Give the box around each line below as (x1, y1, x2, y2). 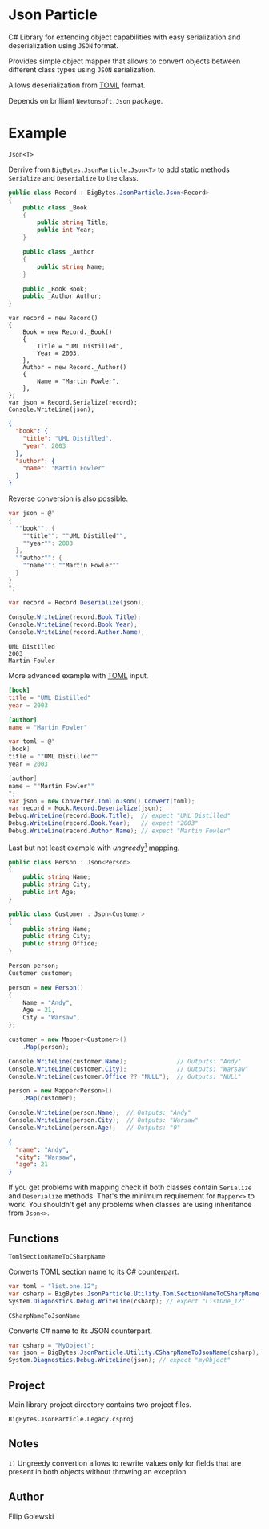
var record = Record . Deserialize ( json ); (8, 598, 146, 607)
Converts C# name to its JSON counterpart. (8, 1326, 153, 1336)
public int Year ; (37, 226, 94, 234)
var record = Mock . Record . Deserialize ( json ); (8, 804, 163, 812)
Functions (8, 1231, 60, 1245)
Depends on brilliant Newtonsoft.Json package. (8, 96, 163, 105)
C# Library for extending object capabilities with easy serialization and (8, 32, 241, 42)
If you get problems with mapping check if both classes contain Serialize (8, 1182, 252, 1193)
